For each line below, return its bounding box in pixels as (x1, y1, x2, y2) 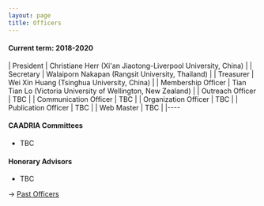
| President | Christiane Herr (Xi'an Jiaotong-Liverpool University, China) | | (8, 61, 253, 70)
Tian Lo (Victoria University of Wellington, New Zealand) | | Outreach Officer (8, 86, 257, 96)
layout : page (8, 11, 51, 20)
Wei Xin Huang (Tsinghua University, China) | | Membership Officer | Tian (8, 77, 247, 87)
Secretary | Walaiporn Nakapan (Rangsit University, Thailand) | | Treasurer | (8, 69, 255, 79)
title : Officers (8, 19, 62, 27)
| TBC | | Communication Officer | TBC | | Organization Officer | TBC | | (8, 94, 239, 103)
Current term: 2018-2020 (8, 43, 93, 53)
